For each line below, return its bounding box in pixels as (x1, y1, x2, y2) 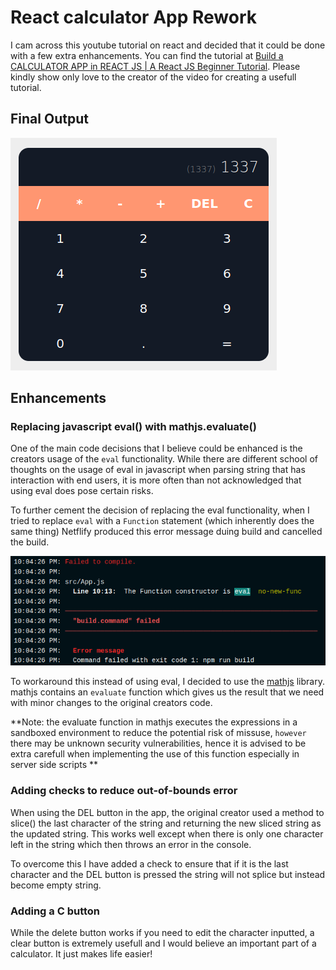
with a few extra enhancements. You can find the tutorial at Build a (10, 49, 284, 61)
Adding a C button (10, 904, 101, 918)
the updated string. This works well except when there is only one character (10, 827, 324, 840)
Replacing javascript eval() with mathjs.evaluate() (10, 420, 257, 434)
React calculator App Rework (10, 6, 257, 29)
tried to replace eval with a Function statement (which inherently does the (10, 515, 315, 527)
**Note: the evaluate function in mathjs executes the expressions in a (10, 716, 298, 728)
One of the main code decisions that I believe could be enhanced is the (10, 442, 303, 455)
